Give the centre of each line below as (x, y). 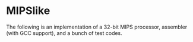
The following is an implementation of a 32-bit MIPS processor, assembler (97, 27)
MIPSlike (28, 11)
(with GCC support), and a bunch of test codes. (64, 33)
